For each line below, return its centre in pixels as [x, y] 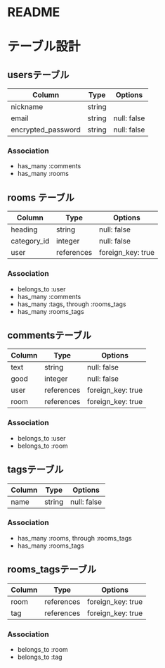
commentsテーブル [49, 335]
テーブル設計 [44, 47]
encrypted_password [46, 130]
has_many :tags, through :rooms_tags [72, 304]
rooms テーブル [41, 197]
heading [24, 229]
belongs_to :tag [40, 657]
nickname [27, 107]
